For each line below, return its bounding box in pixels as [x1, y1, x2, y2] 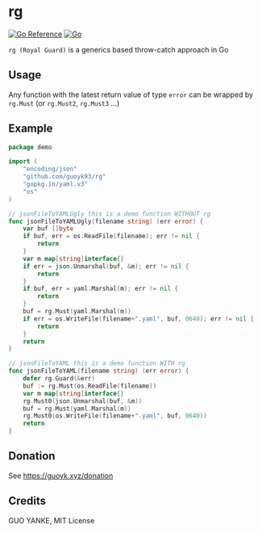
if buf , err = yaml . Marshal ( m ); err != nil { [23, 285, 179, 293]
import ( [8, 157, 38, 166]
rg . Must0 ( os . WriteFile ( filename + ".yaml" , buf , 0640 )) [23, 412, 207, 420]
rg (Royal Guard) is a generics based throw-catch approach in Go [8, 44, 229, 54]
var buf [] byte [23, 225, 74, 233]
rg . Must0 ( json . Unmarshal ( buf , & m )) [23, 397, 143, 405]
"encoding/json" [23, 165, 78, 174]
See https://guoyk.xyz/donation [8, 471, 114, 481]
